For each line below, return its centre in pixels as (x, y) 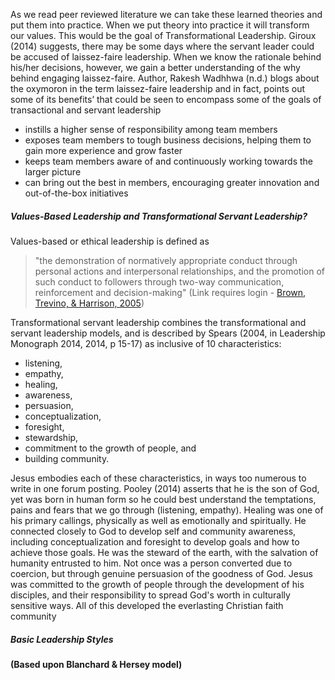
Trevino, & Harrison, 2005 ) (89, 303)
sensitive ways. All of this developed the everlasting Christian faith (147, 605)
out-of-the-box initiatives (76, 193)
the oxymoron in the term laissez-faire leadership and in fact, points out (157, 88)
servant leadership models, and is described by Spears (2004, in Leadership (168, 333)
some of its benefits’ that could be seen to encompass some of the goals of (166, 99)
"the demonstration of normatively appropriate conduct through (166, 260)
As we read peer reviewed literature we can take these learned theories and (166, 14)
